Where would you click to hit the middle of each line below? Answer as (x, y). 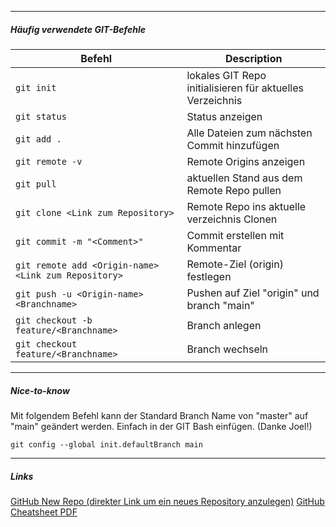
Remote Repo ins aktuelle (246, 206)
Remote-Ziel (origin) (235, 264)
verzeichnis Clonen (232, 219)
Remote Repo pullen (234, 190)
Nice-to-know (40, 390)
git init (36, 87)
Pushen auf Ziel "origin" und (253, 293)
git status (41, 116)
